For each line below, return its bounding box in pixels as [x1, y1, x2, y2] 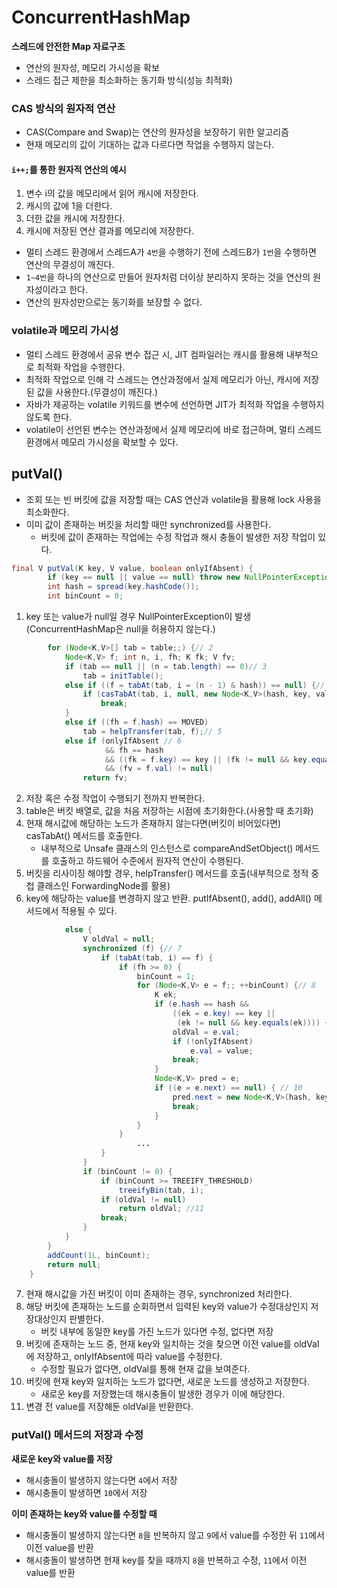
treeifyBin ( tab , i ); [118, 1185, 204, 1195]
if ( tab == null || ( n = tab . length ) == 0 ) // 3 [64, 661, 268, 671]
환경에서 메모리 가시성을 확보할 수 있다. [25, 436, 179, 448]
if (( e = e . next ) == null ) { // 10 [154, 1083, 303, 1093]
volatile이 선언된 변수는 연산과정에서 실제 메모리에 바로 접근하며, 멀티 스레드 [25, 423, 323, 435]
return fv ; [82, 773, 129, 783]
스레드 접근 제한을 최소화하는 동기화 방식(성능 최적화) [25, 74, 233, 86]
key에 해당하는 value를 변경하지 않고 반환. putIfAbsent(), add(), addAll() [25, 892, 312, 905]
